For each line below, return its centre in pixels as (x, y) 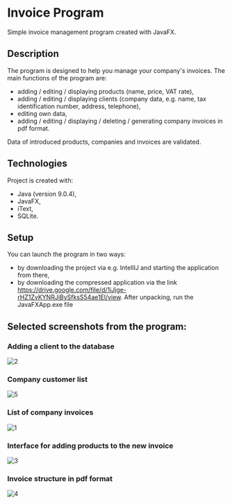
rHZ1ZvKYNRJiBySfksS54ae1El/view (69, 297)
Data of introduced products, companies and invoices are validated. (104, 142)
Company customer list (48, 379)
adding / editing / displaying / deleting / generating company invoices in (120, 121)
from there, (33, 275)
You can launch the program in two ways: (67, 254)
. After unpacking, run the (157, 297)
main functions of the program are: (57, 78)
